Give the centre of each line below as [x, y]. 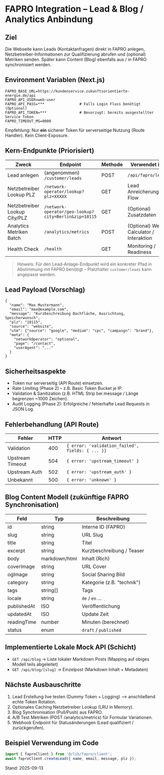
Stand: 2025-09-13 [24, 768]
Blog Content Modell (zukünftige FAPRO [67, 497]
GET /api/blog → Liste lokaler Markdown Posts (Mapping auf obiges [81, 659]
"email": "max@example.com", [39, 309]
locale [14, 598]
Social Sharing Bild [103, 574]
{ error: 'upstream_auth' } [99, 472]
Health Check [23, 249]
